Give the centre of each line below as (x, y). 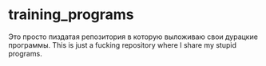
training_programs (71, 15)
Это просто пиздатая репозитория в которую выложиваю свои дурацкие (133, 37)
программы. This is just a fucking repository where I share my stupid (123, 45)
